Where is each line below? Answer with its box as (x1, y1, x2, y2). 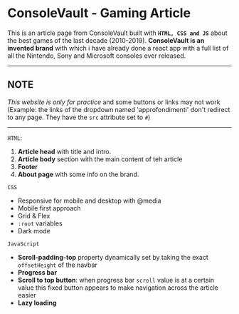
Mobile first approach (17, 203, 81, 212)
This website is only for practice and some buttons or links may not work (7, 98, 221, 106)
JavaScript (7, 240, 40, 248)
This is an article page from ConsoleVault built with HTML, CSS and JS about (7, 29, 228, 37)
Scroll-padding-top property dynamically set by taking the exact (17, 253, 208, 261)
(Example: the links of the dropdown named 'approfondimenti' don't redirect (7, 105, 230, 113)
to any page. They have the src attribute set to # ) (7, 113, 151, 121)
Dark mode (17, 226, 51, 235)
